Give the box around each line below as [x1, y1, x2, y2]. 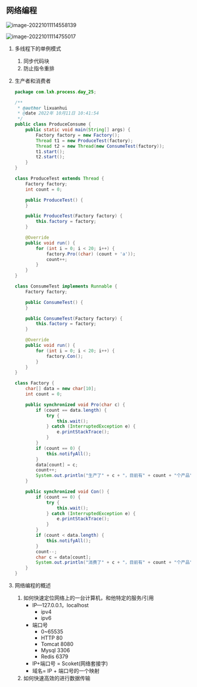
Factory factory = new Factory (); [36, 132, 120, 138]
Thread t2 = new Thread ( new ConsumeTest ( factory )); [36, 143, 165, 149]
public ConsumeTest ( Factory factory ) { [25, 316, 123, 321]
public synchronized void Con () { [25, 489, 110, 495]
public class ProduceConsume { [14, 121, 91, 127]
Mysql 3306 [40, 647, 70, 654]
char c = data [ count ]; [36, 554, 91, 560]
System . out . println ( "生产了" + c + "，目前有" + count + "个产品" [36, 473, 193, 479]
